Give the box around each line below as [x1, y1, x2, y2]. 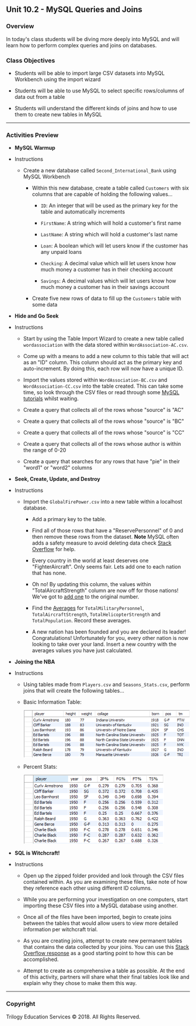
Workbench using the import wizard [14, 75, 101, 82]
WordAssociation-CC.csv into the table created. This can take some [23, 383, 184, 390]
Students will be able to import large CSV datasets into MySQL [14, 70, 165, 77]
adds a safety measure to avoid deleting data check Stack [32, 539, 172, 546]
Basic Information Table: [23, 698, 82, 705]
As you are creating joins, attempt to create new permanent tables [23, 937, 183, 944]
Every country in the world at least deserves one [32, 557, 149, 564]
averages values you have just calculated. [32, 647, 133, 654]
